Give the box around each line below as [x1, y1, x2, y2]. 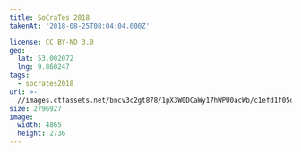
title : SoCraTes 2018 [9, 13, 90, 22]
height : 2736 [17, 129, 66, 139]
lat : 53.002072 [17, 55, 74, 63]
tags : [9, 71, 30, 80]
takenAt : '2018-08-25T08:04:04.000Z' [9, 21, 150, 30]
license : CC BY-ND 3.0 [9, 38, 94, 46]
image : [9, 113, 34, 122]
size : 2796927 [9, 104, 63, 113]
